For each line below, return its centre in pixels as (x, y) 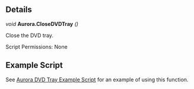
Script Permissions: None (36, 47)
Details (19, 10)
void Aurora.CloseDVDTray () (42, 24)
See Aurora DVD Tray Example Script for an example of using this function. (97, 80)
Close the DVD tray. (30, 35)
